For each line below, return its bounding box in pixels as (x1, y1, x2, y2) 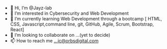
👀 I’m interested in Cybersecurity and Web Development (10, 10, 129, 16)
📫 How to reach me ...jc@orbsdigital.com (10, 38, 99, 43)
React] (10, 27, 25, 33)
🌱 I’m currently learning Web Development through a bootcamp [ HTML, (10, 16, 162, 21)
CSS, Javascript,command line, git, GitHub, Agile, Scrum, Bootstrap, (10, 21, 154, 27)
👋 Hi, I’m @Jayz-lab (10, 5, 52, 11)
